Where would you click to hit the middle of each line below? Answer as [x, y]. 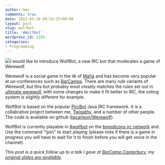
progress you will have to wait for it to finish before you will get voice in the [81, 137]
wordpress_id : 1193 [25, 38]
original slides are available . [34, 157]
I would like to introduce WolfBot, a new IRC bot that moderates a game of [85, 61]
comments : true [21, 14]
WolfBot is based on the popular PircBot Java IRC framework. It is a [73, 106]
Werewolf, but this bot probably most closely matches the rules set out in [79, 86]
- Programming [20, 46]
